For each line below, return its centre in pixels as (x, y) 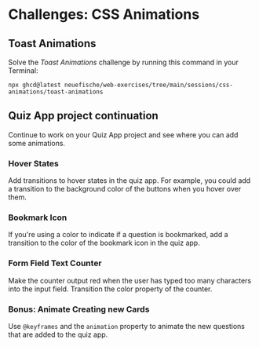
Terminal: (23, 71)
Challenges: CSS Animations (104, 15)
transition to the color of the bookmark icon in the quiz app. (104, 243)
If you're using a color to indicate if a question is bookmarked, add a (118, 235)
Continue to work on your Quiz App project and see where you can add (123, 134)
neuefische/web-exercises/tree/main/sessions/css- (149, 85)
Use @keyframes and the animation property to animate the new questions (127, 326)
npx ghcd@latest (35, 85)
